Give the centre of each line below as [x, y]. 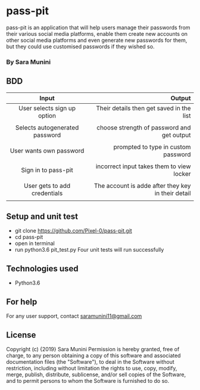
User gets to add [47, 185]
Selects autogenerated [47, 128]
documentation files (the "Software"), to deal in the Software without [90, 361]
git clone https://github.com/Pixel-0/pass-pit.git [73, 231]
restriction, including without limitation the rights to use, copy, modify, [92, 368]
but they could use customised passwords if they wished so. [80, 47]
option [47, 116]
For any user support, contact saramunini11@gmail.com [74, 316]
